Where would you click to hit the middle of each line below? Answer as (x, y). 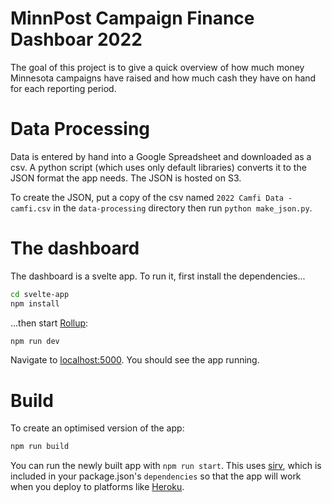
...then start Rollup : (49, 323)
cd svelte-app (40, 294)
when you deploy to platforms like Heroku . (97, 487)
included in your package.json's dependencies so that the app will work (156, 476)
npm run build (40, 447)
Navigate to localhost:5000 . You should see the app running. (135, 360)
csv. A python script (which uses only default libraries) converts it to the (158, 167)
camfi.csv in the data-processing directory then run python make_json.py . (161, 208)
